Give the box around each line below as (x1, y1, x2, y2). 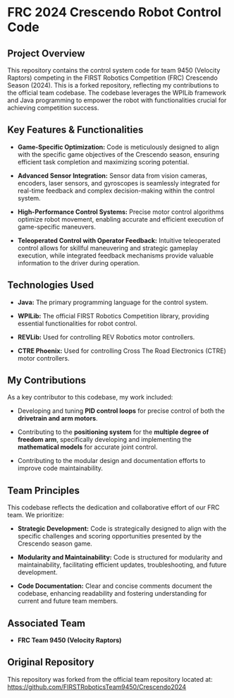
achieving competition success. (7, 104, 100, 112)
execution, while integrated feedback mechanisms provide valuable (17, 251, 214, 260)
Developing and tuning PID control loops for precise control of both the (17, 407, 226, 415)
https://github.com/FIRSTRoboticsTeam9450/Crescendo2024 (7, 682, 187, 691)
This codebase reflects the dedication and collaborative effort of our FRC (7, 503, 220, 512)
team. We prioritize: (7, 511, 65, 519)
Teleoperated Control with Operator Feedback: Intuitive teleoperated (17, 236, 221, 244)
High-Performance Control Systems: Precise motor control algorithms (17, 207, 224, 216)
